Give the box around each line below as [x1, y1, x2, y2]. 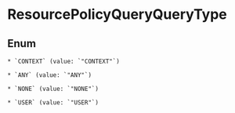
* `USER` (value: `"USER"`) [7, 99, 99, 107]
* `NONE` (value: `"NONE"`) [7, 85, 99, 93]
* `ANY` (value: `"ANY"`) [7, 71, 92, 79]
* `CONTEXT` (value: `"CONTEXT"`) [7, 57, 121, 65]
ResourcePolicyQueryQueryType [7, 5, 228, 24]
